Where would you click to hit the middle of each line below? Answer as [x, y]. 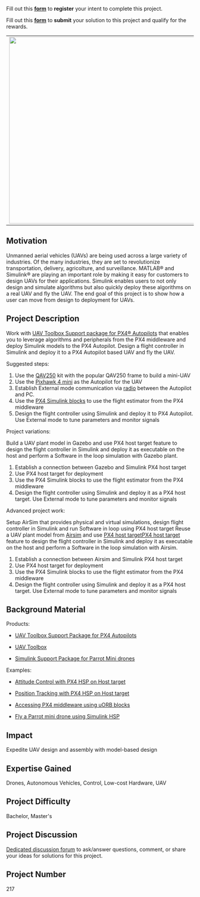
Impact [19, 735]
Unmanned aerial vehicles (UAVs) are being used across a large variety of [97, 255]
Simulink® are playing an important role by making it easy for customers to [98, 274]
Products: [18, 624]
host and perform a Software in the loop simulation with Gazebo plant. [92, 455]
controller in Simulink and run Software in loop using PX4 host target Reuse [98, 528]
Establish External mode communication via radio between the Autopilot [103, 388]
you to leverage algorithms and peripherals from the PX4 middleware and [96, 339]
